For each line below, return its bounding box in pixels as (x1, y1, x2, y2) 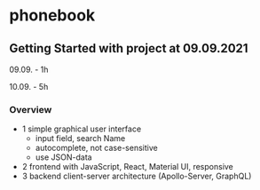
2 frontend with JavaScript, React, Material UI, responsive (21, 162, 233, 172)
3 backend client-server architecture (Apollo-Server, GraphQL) (21, 170, 252, 182)
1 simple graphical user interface (21, 123, 142, 134)
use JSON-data (35, 152, 92, 162)
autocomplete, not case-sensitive (35, 143, 158, 154)
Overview (9, 103, 52, 115)
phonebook (9, 5, 96, 26)
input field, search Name (35, 133, 126, 144)
